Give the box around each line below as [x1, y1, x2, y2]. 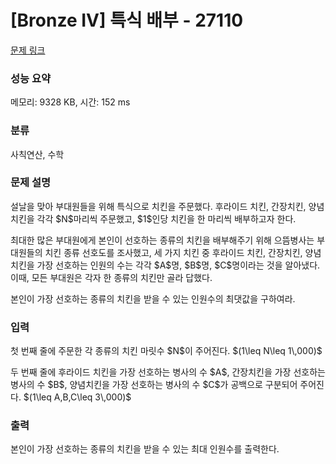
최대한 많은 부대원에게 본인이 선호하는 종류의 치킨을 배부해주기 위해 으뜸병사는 [10, 234, 315, 246]
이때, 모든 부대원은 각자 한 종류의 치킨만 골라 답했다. [10, 271, 213, 283]
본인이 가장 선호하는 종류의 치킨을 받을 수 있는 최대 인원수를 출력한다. [10, 443, 280, 455]
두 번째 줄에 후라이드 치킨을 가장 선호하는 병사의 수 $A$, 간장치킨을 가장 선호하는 [10, 366, 326, 378]
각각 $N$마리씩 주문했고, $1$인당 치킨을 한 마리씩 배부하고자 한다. [36, 212, 297, 225]
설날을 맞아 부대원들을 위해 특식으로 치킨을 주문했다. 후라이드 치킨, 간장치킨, [10, 200, 307, 212]
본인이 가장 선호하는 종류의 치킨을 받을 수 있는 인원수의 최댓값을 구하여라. [10, 292, 296, 305]
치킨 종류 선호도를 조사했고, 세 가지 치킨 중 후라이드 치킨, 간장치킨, [44, 246, 303, 258]
